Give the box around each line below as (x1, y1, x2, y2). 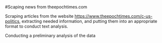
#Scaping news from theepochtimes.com (5, 4, 88, 10)
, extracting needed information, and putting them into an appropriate (19, 19, 158, 24)
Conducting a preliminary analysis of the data (5, 33, 96, 38)
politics (5, 19, 20, 24)
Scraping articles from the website (5, 13, 74, 19)
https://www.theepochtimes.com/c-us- (74, 13, 153, 19)
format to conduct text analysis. (5, 23, 69, 29)
